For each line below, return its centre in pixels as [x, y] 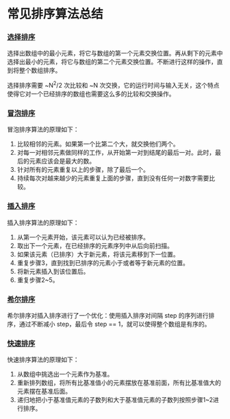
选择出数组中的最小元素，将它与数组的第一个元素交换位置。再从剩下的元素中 [115, 53]
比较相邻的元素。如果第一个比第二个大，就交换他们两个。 [98, 144]
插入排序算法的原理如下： [43, 223]
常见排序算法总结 [55, 14]
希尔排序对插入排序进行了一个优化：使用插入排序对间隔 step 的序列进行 [108, 316]
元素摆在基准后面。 [44, 392]
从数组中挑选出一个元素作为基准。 [65, 374]
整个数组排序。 [40, 71]
